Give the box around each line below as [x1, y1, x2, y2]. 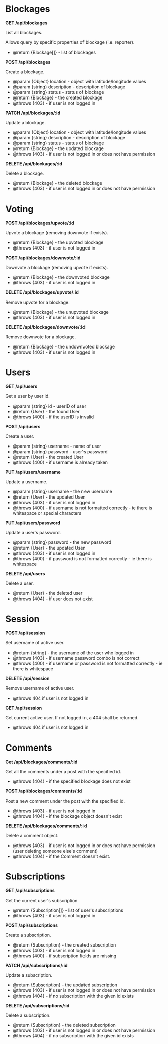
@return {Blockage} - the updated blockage [12, 145, 104, 152]
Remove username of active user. [5, 685, 75, 691]
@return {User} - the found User [12, 408, 80, 414]
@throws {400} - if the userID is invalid [12, 414, 94, 420]
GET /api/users [5, 383, 38, 389]
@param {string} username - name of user [12, 443, 102, 449]
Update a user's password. [5, 529, 61, 535]
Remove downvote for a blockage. [5, 334, 76, 340]
